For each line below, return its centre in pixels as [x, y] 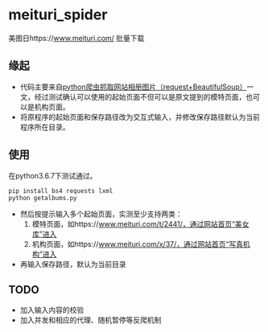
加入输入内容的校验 [52, 310]
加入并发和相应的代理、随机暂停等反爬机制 [91, 320]
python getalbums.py [43, 198]
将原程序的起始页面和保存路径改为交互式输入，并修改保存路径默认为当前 [140, 117]
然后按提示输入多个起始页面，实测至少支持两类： [101, 214]
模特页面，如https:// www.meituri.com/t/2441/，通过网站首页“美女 [140, 223]
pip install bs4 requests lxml [61, 191]
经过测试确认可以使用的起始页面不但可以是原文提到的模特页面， [140, 96]
